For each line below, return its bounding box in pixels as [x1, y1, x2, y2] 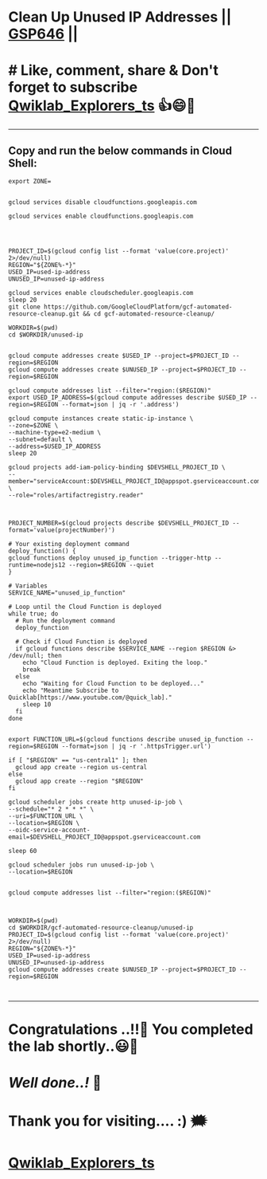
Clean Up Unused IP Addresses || [8, 8, 232, 26]
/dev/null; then [8, 651, 62, 659]
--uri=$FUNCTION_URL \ [8, 812, 83, 820]
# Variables [8, 582, 48, 590]
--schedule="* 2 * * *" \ [8, 805, 94, 813]
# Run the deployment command [15, 616, 115, 625]
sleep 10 [22, 700, 52, 709]
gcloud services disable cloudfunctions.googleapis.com [8, 198, 197, 206]
